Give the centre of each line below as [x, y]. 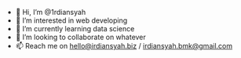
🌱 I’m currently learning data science [75, 29]
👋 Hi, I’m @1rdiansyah [51, 12]
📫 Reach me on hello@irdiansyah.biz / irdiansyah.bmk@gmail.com [124, 46]
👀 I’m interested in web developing [71, 20]
